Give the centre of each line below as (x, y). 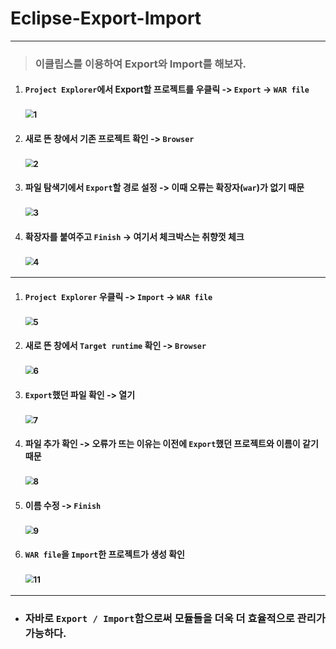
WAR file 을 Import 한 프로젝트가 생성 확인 (104, 554)
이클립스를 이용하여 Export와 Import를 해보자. (140, 64)
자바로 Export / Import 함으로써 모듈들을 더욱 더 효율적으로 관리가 (175, 618)
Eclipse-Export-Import (106, 18)
